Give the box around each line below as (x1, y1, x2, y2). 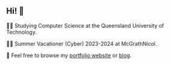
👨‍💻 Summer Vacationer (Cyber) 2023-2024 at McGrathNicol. (6, 40, 157, 47)
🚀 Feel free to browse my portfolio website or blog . (6, 52, 132, 59)
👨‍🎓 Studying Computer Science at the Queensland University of (6, 22, 164, 29)
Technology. (6, 28, 37, 36)
